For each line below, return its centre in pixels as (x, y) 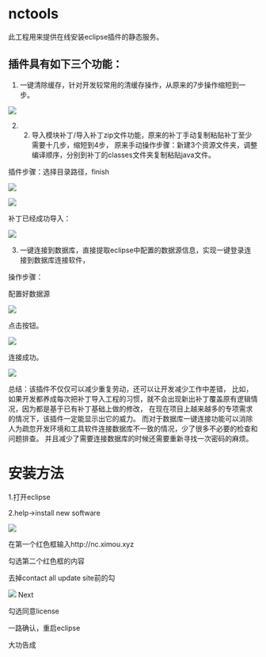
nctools (34, 14)
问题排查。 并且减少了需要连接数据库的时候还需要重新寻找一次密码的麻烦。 (131, 438)
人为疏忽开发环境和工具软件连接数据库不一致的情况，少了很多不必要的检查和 (133, 428)
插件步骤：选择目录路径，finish (59, 171)
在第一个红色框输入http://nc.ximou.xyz (71, 544)
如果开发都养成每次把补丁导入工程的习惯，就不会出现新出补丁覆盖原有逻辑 (129, 398)
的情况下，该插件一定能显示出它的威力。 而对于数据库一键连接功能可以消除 (131, 418)
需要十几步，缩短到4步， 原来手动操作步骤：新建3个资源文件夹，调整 (144, 144)
